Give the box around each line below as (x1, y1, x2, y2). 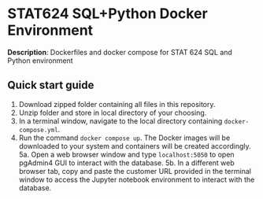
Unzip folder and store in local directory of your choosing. (18, 108, 207, 117)
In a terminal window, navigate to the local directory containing (18, 116, 223, 126)
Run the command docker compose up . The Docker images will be (18, 133, 231, 142)
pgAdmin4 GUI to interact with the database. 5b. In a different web (18, 158, 235, 168)
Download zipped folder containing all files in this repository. (18, 99, 216, 109)
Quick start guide (7, 79, 94, 92)
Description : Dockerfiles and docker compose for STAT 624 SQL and (7, 47, 233, 57)
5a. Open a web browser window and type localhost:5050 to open (18, 149, 235, 159)
